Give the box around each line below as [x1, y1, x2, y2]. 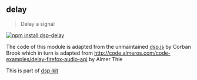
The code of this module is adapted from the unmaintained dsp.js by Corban [6, 43, 191, 50]
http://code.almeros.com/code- [94, 49, 171, 56]
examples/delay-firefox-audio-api [6, 55, 88, 62]
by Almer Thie [88, 55, 123, 62]
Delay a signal [20, 20, 55, 27]
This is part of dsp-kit [6, 67, 59, 74]
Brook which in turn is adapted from [6, 49, 93, 56]
